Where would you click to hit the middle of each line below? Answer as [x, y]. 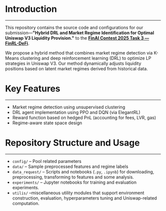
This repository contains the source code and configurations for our [74, 27]
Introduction [31, 9]
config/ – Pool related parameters [47, 161]
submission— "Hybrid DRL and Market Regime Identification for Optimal [80, 33]
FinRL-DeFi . [17, 43]
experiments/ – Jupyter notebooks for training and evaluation [74, 182]
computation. [26, 203]
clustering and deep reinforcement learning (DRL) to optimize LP [86, 58]
